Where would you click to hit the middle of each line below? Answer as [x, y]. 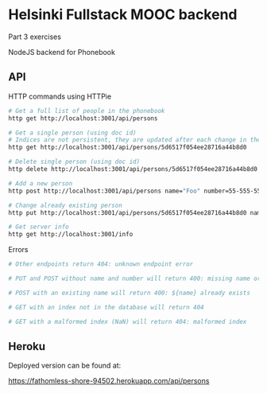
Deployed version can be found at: [65, 366]
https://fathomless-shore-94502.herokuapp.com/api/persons [109, 381]
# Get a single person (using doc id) [72, 133]
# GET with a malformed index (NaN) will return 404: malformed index [128, 321]
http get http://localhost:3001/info [71, 235]
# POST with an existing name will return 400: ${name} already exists [129, 293]
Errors [18, 250]
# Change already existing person [66, 205]
